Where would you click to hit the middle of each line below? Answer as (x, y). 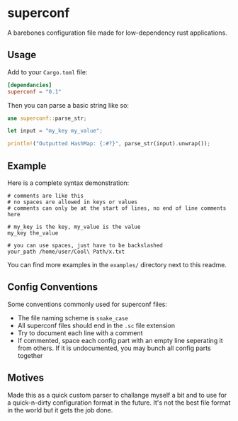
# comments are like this (45, 196)
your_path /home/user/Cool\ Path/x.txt (66, 252)
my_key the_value (33, 233)
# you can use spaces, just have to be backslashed (85, 245)
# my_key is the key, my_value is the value (74, 227)
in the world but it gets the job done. (60, 410)
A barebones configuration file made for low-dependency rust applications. (118, 33)
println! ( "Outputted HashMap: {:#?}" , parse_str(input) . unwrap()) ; (109, 144)
